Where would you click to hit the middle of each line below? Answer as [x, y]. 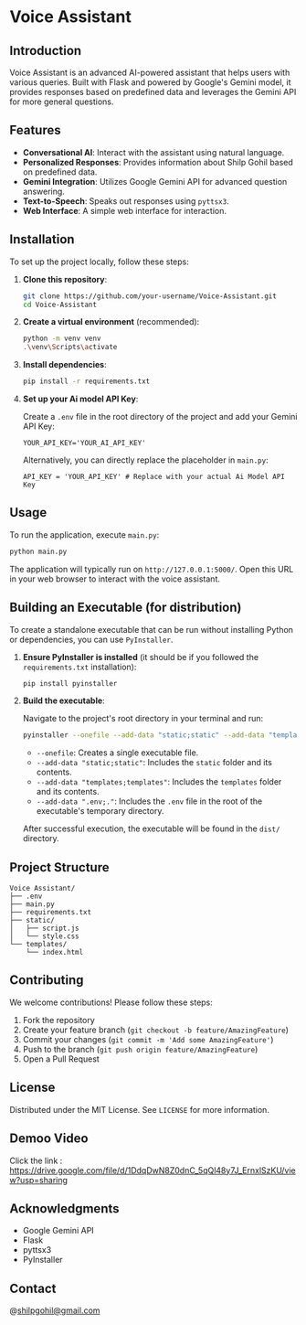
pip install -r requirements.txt [86, 381]
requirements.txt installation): [79, 667]
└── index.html [55, 953]
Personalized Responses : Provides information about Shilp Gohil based [158, 162]
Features [35, 130]
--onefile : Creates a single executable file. [117, 753]
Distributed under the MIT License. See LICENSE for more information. [139, 1109]
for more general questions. [62, 102]
